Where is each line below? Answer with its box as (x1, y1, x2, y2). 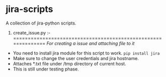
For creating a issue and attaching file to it (46, 40, 135, 46)
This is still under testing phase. (13, 66, 79, 72)
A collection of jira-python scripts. (6, 20, 76, 26)
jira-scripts (6, 3, 53, 15)
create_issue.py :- (13, 29, 51, 35)
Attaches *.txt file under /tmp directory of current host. (13, 60, 126, 66)
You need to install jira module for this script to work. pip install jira (13, 50, 160, 56)
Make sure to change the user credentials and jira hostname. (13, 55, 139, 61)
